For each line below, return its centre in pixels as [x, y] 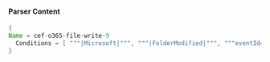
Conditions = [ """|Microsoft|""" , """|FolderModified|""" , [118, 43]
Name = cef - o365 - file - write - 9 [59, 36]
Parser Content [34, 11]
